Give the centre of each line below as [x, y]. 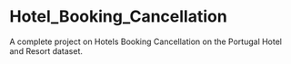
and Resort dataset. [46, 50]
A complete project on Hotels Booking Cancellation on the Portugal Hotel [146, 41]
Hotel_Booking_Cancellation [118, 17]
